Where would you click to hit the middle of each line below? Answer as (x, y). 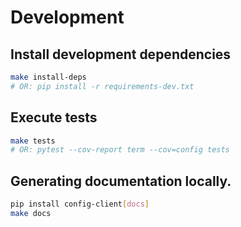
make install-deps (48, 77)
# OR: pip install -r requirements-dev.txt (102, 86)
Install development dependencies (121, 54)
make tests (33, 141)
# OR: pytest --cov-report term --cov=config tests (120, 150)
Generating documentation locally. (121, 181)
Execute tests (54, 117)
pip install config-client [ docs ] (80, 204)
